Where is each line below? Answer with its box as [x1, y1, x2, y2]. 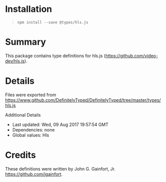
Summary [5, 36, 46, 48]
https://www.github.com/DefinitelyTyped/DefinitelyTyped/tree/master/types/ [5, 97, 161, 103]
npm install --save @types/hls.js [17, 20, 88, 25]
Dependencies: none [12, 126, 55, 132]
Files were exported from [5, 92, 56, 98]
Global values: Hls [12, 132, 49, 138]
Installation [5, 3, 52, 15]
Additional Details [5, 112, 41, 118]
